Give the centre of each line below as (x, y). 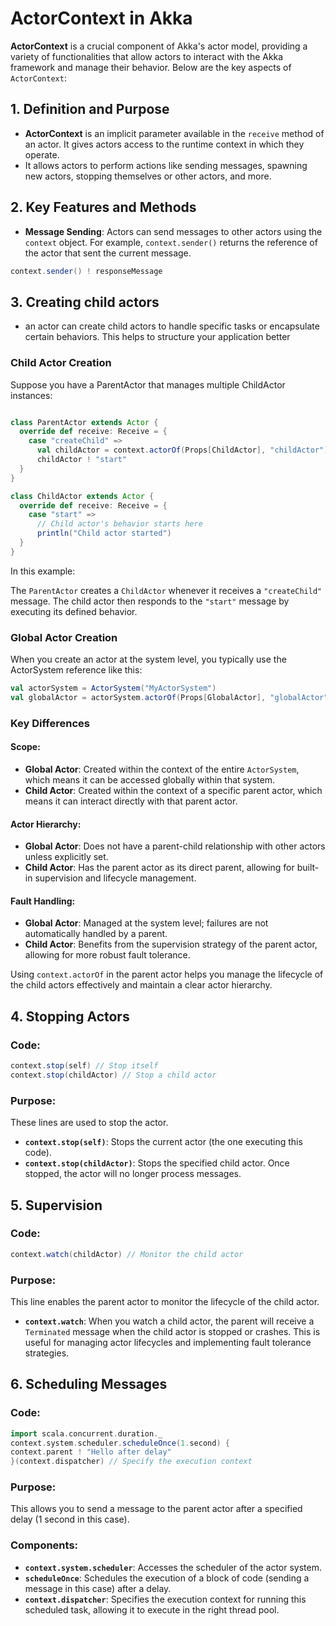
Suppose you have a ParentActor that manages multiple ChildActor (148, 384)
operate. (42, 154)
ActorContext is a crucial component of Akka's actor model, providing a (159, 46)
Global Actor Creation (64, 637)
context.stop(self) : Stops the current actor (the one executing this (163, 1142)
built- (308, 868)
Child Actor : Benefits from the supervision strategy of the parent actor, (171, 944)
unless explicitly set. (66, 857)
